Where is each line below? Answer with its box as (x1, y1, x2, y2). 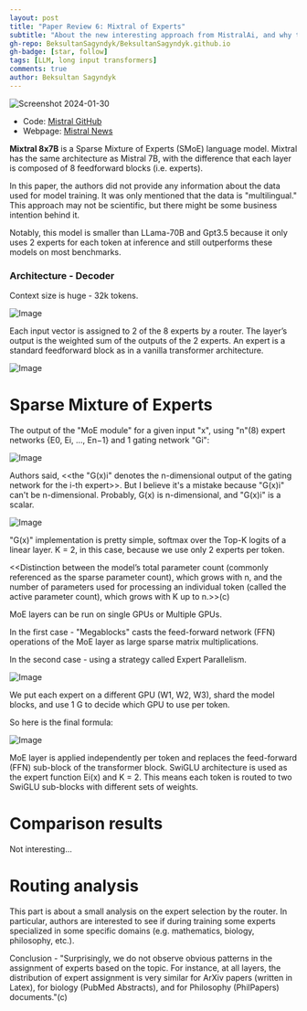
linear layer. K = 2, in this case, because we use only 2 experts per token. (9, 544, 285, 555)
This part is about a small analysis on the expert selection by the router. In (9, 906, 288, 917)
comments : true (9, 65, 68, 74)
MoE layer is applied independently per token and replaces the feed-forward (9, 751, 298, 763)
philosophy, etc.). (9, 934, 75, 946)
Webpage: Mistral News (22, 125, 113, 136)
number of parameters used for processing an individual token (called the (9, 581, 287, 592)
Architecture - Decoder (9, 269, 115, 282)
